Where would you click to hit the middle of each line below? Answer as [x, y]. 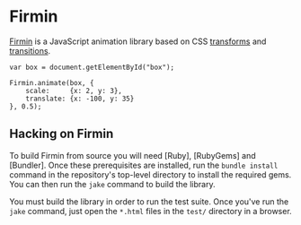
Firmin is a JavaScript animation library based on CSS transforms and [138, 41]
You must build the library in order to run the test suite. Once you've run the [149, 201]
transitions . [30, 50]
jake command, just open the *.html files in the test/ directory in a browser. [150, 211]
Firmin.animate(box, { [52, 82]
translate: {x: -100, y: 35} [80, 99]
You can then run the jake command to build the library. [112, 184]
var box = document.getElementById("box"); [92, 67]
